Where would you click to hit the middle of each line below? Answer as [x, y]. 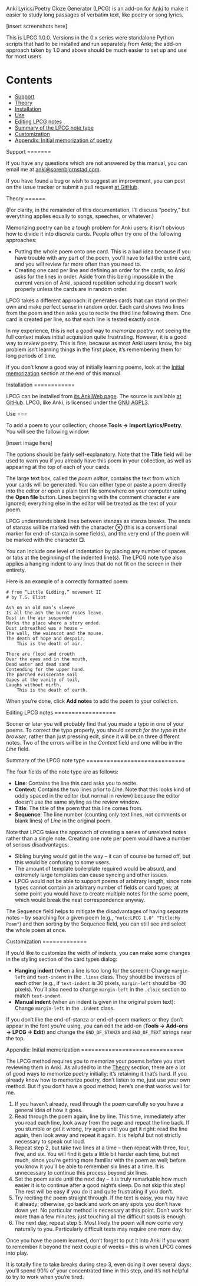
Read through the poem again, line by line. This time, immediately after [100, 1116]
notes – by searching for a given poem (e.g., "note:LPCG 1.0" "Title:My [93, 917]
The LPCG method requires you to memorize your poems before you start [95, 1061]
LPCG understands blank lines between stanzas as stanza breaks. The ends [98, 521]
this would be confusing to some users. [62, 862]
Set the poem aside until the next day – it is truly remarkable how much [101, 1179]
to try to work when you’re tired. [45, 1277]
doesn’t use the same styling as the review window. [77, 802]
